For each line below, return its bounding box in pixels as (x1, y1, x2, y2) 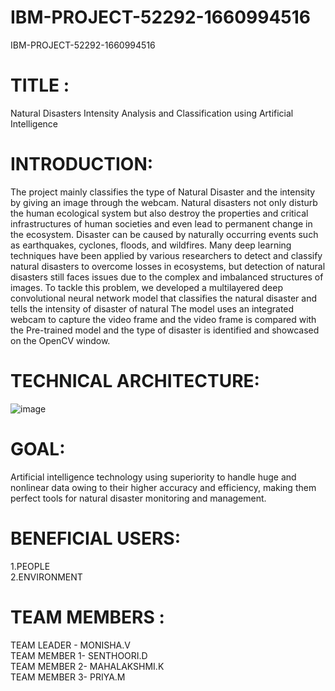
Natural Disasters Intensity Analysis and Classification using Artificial (10, 107, 294, 119)
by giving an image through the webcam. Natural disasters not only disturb (10, 196, 318, 208)
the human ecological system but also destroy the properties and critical (10, 207, 309, 219)
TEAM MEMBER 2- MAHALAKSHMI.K (10, 660, 165, 672)
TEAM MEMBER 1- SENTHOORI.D (10, 649, 148, 661)
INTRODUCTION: (10, 153, 154, 176)
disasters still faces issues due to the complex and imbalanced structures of (10, 271, 324, 283)
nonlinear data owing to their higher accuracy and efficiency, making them (10, 481, 317, 493)
